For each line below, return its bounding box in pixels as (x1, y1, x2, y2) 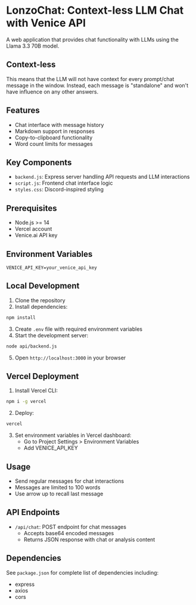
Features (6, 106, 40, 116)
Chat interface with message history (14, 121, 104, 128)
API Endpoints (6, 507, 60, 517)
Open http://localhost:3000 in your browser (14, 354, 126, 361)
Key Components (6, 157, 72, 167)
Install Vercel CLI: (14, 387, 58, 394)
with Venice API (6, 16, 86, 30)
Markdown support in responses (14, 128, 95, 135)
